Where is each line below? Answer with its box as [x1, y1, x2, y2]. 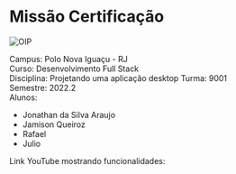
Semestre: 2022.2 [9, 82, 77, 93]
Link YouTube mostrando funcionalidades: [9, 155, 166, 166]
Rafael [22, 128, 47, 139]
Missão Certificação [9, 6, 165, 27]
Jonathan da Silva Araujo [22, 109, 115, 120]
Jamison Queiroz [22, 119, 86, 130]
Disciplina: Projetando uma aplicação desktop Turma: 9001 [9, 72, 228, 83]
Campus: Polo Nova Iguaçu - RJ [9, 53, 128, 64]
